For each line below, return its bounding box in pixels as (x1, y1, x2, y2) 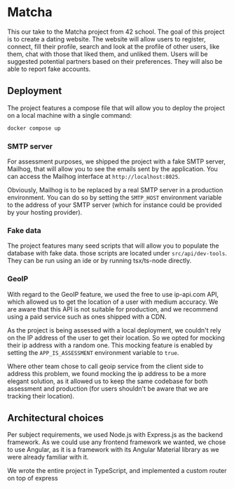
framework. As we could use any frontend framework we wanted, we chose (7, 438, 226, 446)
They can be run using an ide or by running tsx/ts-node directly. (7, 257, 192, 265)
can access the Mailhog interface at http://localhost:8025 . (7, 172, 180, 180)
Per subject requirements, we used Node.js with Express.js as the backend (7, 431, 223, 439)
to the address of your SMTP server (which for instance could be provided (7, 201, 222, 209)
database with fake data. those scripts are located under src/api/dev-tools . (7, 249, 228, 257)
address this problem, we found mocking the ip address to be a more (7, 369, 207, 377)
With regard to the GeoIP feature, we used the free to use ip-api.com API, (7, 290, 219, 298)
